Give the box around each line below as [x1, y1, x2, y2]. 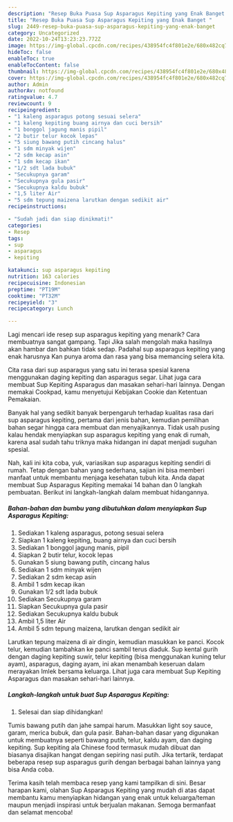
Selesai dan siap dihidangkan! [17, 708, 103, 716]
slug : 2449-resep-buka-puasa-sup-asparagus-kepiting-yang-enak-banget [8, 23, 216, 30]
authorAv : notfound [8, 87, 64, 94]
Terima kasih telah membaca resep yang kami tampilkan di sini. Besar [8, 779, 206, 787]
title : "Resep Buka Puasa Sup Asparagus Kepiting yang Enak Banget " [8, 17, 213, 24]
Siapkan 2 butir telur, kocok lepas [17, 551, 113, 559]
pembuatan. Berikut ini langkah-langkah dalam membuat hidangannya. [8, 488, 209, 497]
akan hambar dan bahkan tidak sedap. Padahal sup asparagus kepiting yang [8, 345, 225, 354]
